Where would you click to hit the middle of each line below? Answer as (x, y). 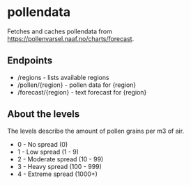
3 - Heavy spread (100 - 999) (60, 166)
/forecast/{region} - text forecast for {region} (82, 92)
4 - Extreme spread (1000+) (57, 174)
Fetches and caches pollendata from (60, 31)
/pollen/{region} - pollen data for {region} (77, 85)
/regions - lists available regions (63, 77)
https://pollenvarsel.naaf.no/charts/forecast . (71, 38)
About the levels (44, 114)
